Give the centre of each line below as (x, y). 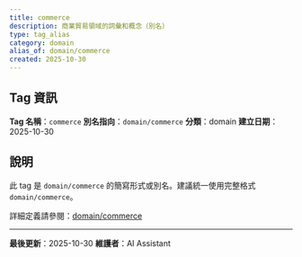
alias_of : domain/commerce (60, 51)
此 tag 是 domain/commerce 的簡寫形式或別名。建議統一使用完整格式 (133, 185)
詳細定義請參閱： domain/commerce (76, 216)
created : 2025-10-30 (48, 59)
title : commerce (40, 18)
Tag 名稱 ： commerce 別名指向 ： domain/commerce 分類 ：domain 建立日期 (140, 121)
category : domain (42, 43)
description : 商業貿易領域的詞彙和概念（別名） (89, 26)
